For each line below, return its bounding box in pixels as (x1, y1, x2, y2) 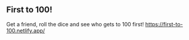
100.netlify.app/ (6, 27, 46, 34)
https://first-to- (145, 20, 184, 27)
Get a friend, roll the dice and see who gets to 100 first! (6, 20, 144, 27)
